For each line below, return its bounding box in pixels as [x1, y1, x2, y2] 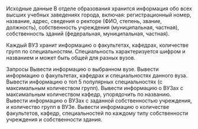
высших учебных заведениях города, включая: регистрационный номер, [6, 11, 191, 18]
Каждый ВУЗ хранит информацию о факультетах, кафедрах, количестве [6, 41, 189, 49]
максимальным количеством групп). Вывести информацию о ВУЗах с [6, 85, 183, 91]
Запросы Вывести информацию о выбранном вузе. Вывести [6, 66, 159, 73]
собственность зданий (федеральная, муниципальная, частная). [6, 30, 170, 37]
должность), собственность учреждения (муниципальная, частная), [6, 24, 179, 31]
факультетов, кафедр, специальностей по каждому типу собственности [6, 109, 189, 117]
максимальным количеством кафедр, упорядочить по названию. [6, 91, 171, 98]
